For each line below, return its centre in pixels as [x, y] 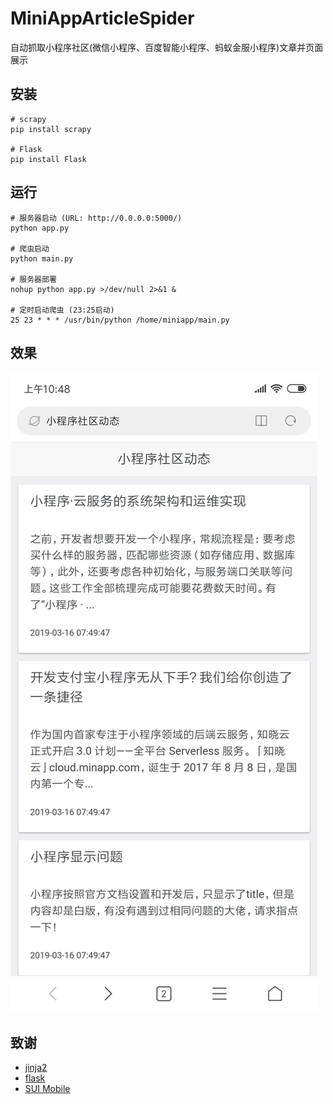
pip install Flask [48, 159]
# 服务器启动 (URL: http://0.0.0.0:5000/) [96, 218]
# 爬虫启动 [30, 248]
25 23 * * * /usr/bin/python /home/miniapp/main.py [120, 320]
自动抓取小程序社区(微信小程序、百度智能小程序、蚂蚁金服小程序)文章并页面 [167, 47]
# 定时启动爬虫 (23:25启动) [62, 310]
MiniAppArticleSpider [102, 18]
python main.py [42, 258]
